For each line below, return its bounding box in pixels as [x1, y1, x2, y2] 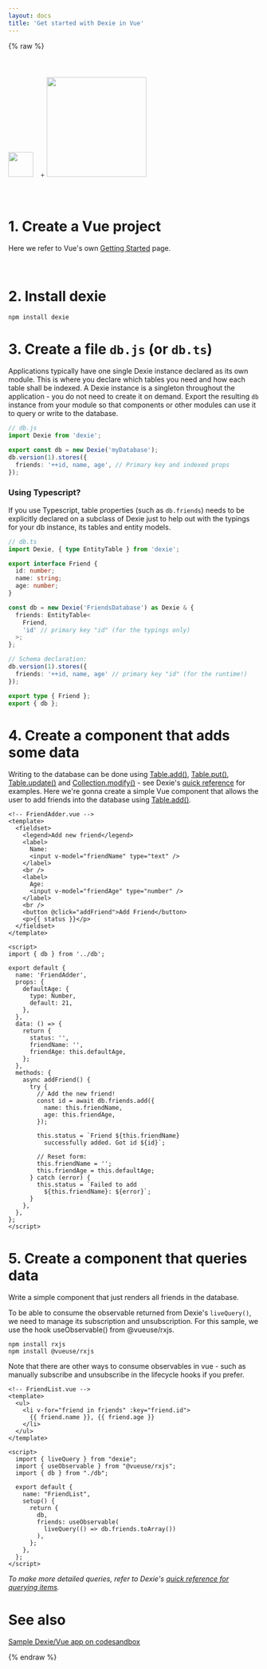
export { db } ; [8, 700, 59, 708]
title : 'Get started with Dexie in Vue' [8, 19, 145, 27]
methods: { [15, 1069, 52, 1077]
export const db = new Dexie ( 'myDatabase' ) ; [8, 446, 159, 454]
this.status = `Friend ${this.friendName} [37, 1132, 180, 1140]
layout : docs [8, 11, 52, 20]
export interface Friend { [8, 560, 98, 568]
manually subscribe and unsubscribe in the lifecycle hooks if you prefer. [8, 1370, 245, 1380]
